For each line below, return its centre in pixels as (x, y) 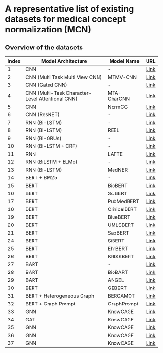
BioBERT (117, 185)
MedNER (118, 170)
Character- (79, 93)
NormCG (118, 107)
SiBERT (116, 241)
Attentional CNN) (58, 99)
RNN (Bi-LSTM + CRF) (51, 146)
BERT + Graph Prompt (50, 304)
